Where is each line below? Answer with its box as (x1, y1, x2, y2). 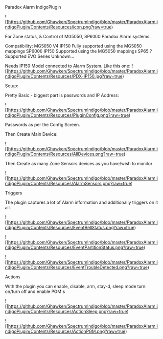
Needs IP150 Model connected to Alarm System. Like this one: (5, 63, 131, 69)
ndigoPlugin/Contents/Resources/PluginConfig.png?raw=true (5, 112, 129, 118)
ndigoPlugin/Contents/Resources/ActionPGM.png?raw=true (5, 328, 126, 334)
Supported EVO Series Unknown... (5, 53, 74, 59)
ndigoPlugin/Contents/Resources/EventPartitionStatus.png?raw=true (5, 244, 144, 250)
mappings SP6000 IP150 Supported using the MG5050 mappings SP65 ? (5, 48, 152, 54)
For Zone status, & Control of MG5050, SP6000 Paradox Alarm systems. (5, 34, 151, 39)
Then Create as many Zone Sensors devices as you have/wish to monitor (5, 161, 153, 166)
